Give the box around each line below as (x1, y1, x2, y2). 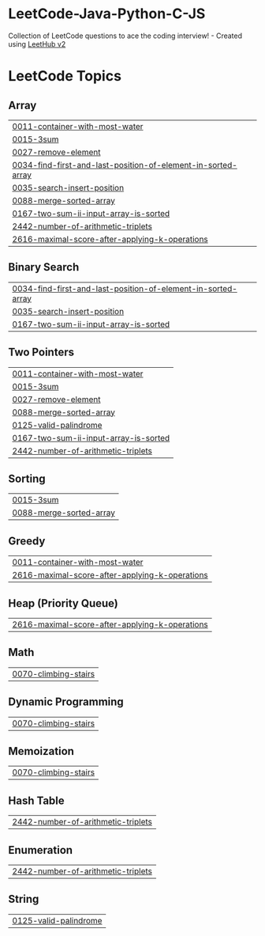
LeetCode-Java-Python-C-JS (8, 5, 206, 23)
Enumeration (8, 843, 73, 857)
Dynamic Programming (8, 695, 124, 709)
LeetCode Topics (8, 67, 122, 85)
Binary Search (8, 260, 80, 274)
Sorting (8, 472, 46, 485)
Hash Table (8, 794, 65, 807)
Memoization (8, 745, 75, 758)
